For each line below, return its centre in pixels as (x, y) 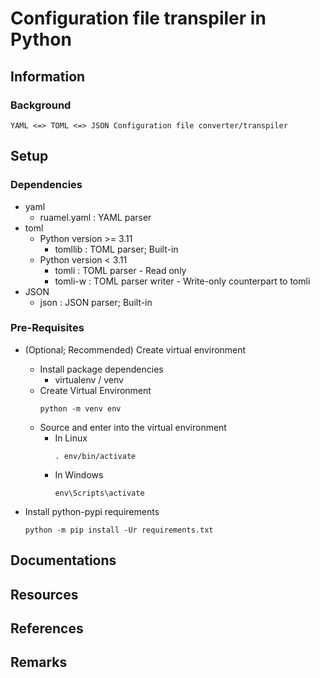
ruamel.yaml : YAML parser (95, 217)
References (47, 628)
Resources (44, 594)
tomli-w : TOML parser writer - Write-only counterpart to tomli (182, 281)
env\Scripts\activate (99, 493)
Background (41, 105)
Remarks (39, 662)
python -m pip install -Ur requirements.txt (119, 530)
